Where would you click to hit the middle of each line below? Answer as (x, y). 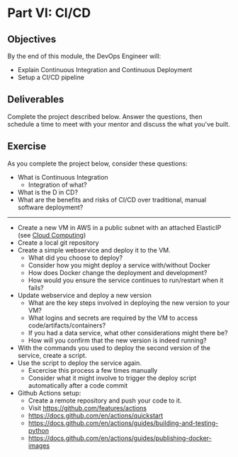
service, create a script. (52, 355)
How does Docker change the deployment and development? (118, 272)
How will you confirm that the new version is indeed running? (117, 340)
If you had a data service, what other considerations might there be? (128, 332)
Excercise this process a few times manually (93, 370)
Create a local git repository (58, 243)
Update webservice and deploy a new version (85, 295)
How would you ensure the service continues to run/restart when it (126, 280)
